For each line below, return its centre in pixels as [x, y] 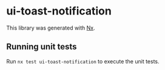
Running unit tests [42, 47]
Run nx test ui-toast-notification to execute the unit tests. [83, 61]
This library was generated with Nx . [51, 28]
